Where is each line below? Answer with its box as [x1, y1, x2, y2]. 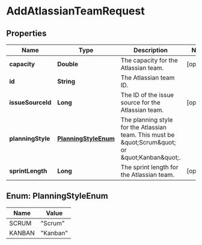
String [57, 77, 75, 85]
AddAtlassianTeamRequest [6, 4, 145, 18]
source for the [120, 98, 161, 107]
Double [57, 60, 78, 68]
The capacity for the [120, 56, 179, 64]
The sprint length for [120, 163, 179, 171]
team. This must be [120, 131, 175, 139]
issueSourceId [9, 98, 52, 107]
